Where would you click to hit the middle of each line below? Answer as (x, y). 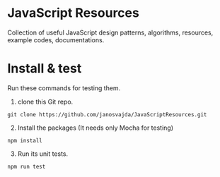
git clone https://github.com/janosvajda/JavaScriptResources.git (107, 114)
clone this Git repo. (45, 102)
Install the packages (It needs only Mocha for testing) (95, 128)
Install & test (45, 69)
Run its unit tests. (43, 154)
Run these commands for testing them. (64, 88)
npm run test (27, 166)
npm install (25, 140)
